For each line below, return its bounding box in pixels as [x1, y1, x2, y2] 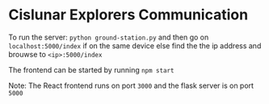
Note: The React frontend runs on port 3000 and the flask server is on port [8, 81, 254, 90]
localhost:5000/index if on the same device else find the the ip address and [8, 40, 262, 50]
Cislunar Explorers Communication [8, 6, 249, 24]
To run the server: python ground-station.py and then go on [8, 32, 209, 42]
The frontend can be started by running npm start [8, 64, 174, 74]
